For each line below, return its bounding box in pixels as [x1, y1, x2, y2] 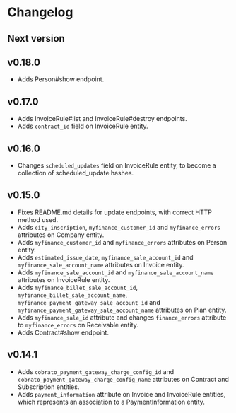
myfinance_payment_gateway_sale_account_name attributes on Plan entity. [17, 306, 227, 314]
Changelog [7, 4, 73, 21]
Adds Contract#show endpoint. [17, 328, 110, 337]
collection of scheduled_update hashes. [17, 169, 134, 178]
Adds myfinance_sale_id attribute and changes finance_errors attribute [17, 313, 227, 322]
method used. [17, 215, 59, 223]
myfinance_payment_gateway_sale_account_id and [17, 298, 160, 306]
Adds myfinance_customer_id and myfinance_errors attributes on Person [17, 238, 228, 246]
